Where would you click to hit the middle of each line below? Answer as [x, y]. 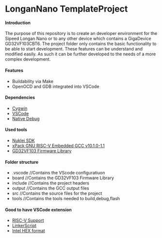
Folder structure [22, 162]
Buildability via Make [32, 81]
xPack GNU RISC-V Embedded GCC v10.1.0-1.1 [58, 146]
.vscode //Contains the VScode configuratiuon [58, 173]
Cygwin [20, 108]
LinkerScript [24, 226]
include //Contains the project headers [51, 183]
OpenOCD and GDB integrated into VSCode [56, 86]
